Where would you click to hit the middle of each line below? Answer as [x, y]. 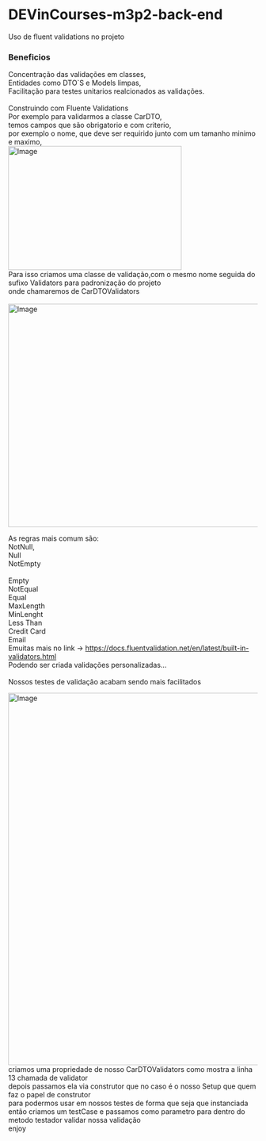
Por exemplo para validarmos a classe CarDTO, [85, 117]
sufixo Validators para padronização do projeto [85, 283]
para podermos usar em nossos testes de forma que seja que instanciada [128, 1103]
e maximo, [25, 142]
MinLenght [26, 615]
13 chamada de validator [48, 1078]
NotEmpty [25, 564]
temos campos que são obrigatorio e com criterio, [90, 125]
